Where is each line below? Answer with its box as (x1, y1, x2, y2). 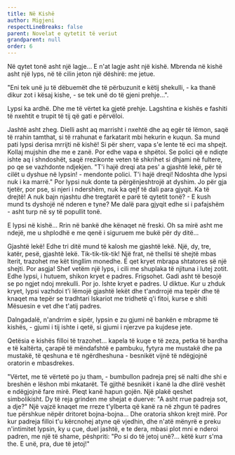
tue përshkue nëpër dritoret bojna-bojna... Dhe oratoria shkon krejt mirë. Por (7, 410, 228, 418)
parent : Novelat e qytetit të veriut (7, 29, 118, 37)
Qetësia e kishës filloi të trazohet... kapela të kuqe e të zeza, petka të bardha (7, 336, 228, 345)
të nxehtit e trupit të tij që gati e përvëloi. (7, 112, 124, 120)
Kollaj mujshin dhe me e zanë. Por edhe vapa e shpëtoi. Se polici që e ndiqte (7, 148, 228, 156)
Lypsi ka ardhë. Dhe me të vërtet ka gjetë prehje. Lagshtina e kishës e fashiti (7, 105, 228, 112)
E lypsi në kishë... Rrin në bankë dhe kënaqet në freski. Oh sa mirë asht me (7, 221, 223, 229)
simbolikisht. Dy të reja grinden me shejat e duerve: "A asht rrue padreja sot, (7, 395, 228, 403)
